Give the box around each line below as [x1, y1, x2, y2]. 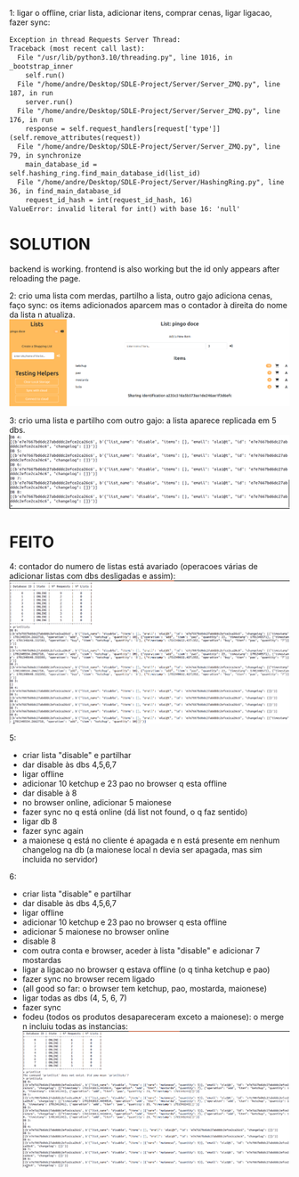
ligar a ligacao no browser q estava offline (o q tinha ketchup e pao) [21, 964, 271, 975]
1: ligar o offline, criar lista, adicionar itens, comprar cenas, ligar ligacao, [9, 8, 273, 18]
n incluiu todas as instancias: [21, 1021, 129, 1032]
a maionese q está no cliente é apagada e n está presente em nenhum [21, 835, 280, 846]
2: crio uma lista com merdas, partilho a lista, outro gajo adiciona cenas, [9, 290, 273, 301]
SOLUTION [9, 234, 91, 255]
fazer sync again [21, 826, 84, 837]
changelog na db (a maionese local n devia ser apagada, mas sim [21, 845, 263, 855]
